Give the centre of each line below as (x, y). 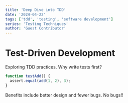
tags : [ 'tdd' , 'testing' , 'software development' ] (59, 19)
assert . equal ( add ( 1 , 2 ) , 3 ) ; (40, 80)
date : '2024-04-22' (26, 14)
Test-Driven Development (60, 53)
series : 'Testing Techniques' (37, 24)
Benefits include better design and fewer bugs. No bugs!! (64, 95)
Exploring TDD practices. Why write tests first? (53, 67)
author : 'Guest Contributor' (36, 28)
